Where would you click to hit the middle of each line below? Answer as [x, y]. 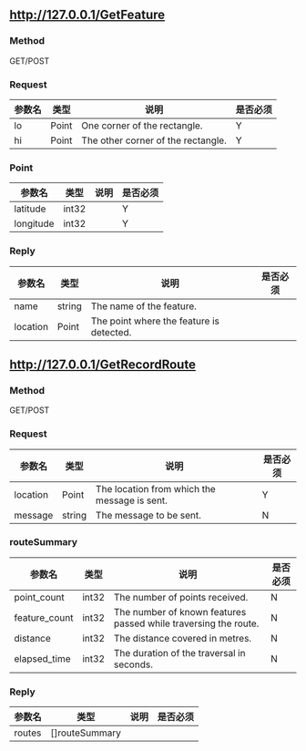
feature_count [44, 617]
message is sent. [132, 500]
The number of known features [180, 612]
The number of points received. [181, 597]
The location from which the [155, 489]
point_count [40, 597]
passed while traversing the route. [186, 623]
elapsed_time [42, 658]
